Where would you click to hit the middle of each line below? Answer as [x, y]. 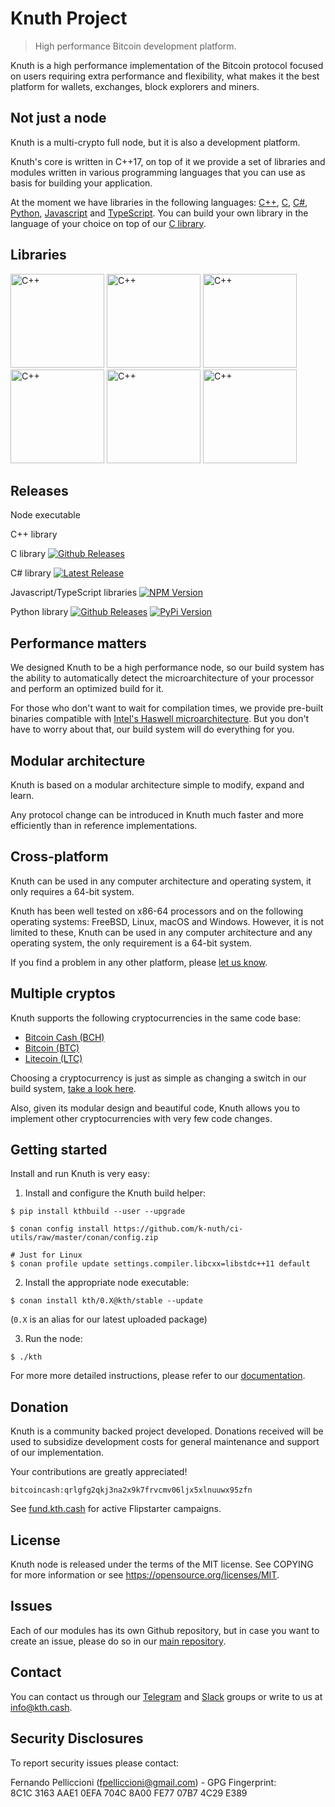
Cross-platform [59, 857]
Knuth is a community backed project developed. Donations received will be [167, 1431]
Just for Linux [51, 1255]
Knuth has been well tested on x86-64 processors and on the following [157, 911]
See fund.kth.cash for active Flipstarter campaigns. [116, 1509]
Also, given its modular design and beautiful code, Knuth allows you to [155, 1108]
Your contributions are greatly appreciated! [99, 1472]
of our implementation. [57, 1453]
